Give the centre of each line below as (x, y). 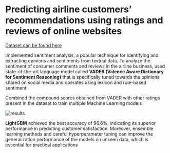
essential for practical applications (42, 145)
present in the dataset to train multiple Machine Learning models (74, 103)
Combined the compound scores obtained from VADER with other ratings (83, 98)
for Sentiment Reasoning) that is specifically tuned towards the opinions (83, 77)
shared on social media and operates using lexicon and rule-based (76, 82)
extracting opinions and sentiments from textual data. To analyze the (78, 60)
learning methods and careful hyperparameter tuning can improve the (79, 134)
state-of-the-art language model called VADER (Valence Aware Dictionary (85, 71)
